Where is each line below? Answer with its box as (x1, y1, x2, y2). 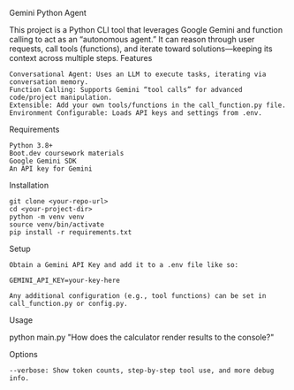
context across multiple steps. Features (9, 53, 153, 63)
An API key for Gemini (9, 164, 93, 173)
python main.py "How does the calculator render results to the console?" (9, 332, 275, 342)
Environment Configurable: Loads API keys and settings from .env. (9, 109, 263, 118)
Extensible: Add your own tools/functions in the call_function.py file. (9, 101, 287, 110)
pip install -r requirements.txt (9, 228, 132, 237)
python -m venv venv (9, 212, 86, 221)
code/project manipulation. (9, 93, 113, 102)
